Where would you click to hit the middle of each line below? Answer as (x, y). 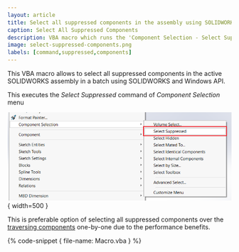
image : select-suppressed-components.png (70, 45)
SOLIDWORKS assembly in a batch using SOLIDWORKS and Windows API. (116, 81)
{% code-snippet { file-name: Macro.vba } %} (75, 241)
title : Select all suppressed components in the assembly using (105, 22)
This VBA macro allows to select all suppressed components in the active (115, 73)
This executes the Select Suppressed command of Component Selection (114, 95)
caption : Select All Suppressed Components (73, 30)
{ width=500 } (28, 206)
